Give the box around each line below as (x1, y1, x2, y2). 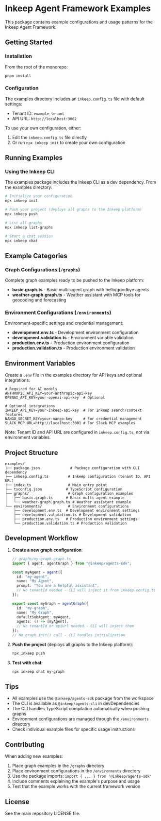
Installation (5, 53, 32, 60)
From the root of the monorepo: (5, 64, 68, 70)
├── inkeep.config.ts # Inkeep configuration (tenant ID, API (5, 474, 151, 479)
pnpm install (5, 73, 32, 78)
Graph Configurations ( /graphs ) (5, 266, 80, 273)
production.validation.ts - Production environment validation (12, 345, 135, 351)
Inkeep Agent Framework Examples (5, 3, 151, 14)
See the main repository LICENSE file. (5, 810, 80, 817)
